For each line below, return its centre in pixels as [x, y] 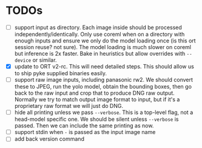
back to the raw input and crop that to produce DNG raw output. [95, 93]
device [23, 61]
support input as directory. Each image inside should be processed [98, 27]
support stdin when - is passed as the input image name [85, 132]
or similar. [45, 60]
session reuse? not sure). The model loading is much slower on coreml [103, 47]
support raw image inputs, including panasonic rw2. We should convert [104, 80]
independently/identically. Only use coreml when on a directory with [99, 34]
